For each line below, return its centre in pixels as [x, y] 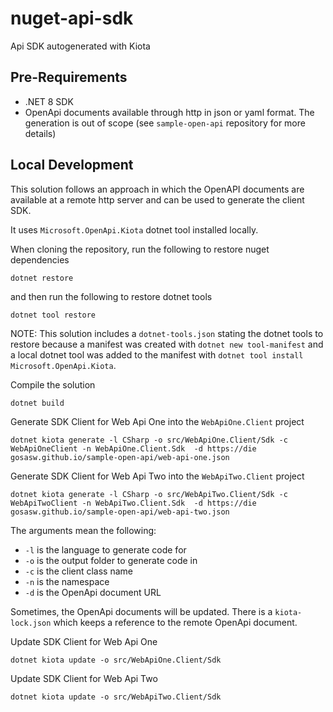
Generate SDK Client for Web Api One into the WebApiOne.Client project [157, 421]
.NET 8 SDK [49, 101]
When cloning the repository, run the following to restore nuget [140, 249]
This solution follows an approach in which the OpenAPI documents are [157, 189]
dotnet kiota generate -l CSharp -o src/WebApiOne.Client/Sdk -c [149, 440]
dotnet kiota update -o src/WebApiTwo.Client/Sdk [116, 697]
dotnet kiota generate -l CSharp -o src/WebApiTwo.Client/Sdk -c [149, 494]
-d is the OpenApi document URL [93, 592]
